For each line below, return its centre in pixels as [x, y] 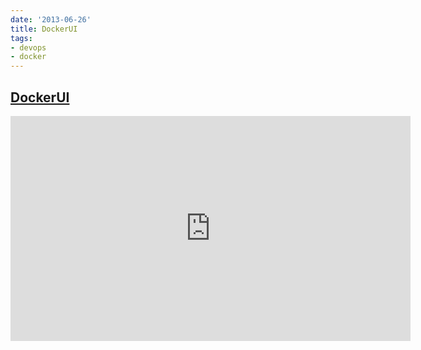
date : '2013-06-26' [51, 19]
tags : [21, 38]
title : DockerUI [44, 29]
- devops [28, 47]
